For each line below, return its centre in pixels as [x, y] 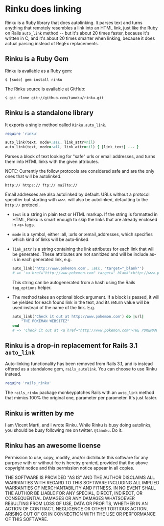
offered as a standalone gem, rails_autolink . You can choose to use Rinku [81, 369]
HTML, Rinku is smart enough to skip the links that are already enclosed [85, 220]
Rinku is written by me [40, 413]
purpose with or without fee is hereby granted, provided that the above [77, 463]
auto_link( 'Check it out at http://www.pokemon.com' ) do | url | [78, 316]
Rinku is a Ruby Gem [37, 59]
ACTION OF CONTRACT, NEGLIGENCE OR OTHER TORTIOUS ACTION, [77, 508]
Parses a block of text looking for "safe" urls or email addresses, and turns [80, 157]
